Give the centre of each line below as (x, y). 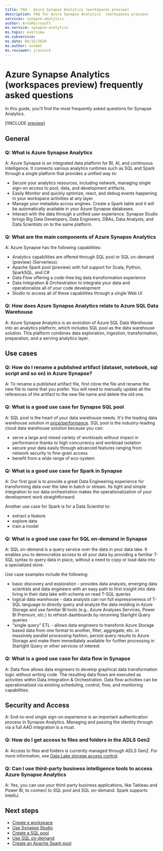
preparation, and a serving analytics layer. (47, 338)
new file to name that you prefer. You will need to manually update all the (78, 389)
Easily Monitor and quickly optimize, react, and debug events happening (84, 193)
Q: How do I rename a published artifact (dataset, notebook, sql (81, 367)
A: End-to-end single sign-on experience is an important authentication (77, 717)
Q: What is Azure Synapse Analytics (49, 153)
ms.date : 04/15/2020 (26, 41)
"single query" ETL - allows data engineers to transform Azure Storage (83, 625)
